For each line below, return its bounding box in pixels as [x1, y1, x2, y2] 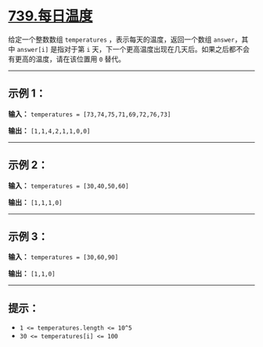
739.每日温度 [8, 7, 93, 25]
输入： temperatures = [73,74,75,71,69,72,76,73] [8, 109, 171, 119]
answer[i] [16, 46, 49, 53]
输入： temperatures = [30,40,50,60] [8, 181, 129, 190]
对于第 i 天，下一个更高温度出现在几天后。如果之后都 [63, 44, 236, 53]
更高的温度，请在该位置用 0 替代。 [14, 54, 126, 64]
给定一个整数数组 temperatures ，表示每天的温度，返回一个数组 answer [8, 35, 235, 44]
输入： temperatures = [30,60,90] [8, 252, 119, 261]
